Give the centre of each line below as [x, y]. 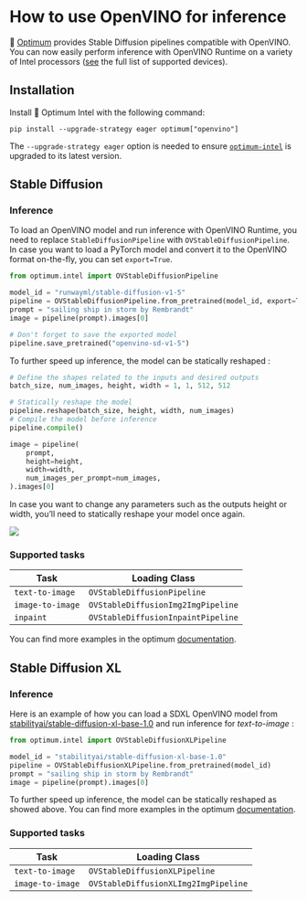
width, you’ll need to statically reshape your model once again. [127, 514]
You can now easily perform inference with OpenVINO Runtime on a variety [151, 51]
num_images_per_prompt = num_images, [94, 478]
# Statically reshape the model [71, 403]
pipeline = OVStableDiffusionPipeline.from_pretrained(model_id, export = [153, 302]
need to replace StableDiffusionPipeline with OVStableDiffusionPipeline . [150, 240]
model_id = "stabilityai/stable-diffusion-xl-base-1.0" [118, 757]
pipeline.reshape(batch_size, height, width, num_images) [122, 411]
